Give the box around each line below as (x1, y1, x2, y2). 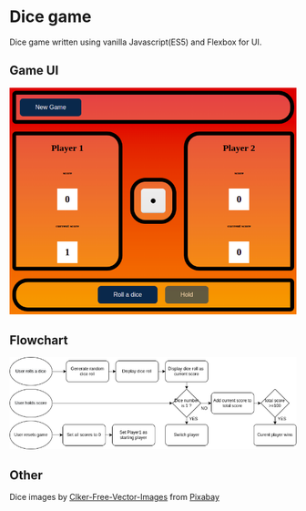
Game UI (9, 63, 59, 78)
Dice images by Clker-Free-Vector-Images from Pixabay (9, 492, 220, 503)
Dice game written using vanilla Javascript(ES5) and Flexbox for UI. (9, 36, 262, 47)
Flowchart (9, 332, 68, 348)
